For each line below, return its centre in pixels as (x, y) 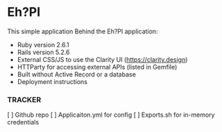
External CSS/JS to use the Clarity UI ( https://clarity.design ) (102, 59)
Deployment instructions (52, 81)
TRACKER (24, 99)
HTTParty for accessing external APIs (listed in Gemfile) (97, 67)
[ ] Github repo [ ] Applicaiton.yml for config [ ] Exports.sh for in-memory (111, 115)
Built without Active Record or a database (77, 74)
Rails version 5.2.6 (43, 52)
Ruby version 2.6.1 (43, 44)
